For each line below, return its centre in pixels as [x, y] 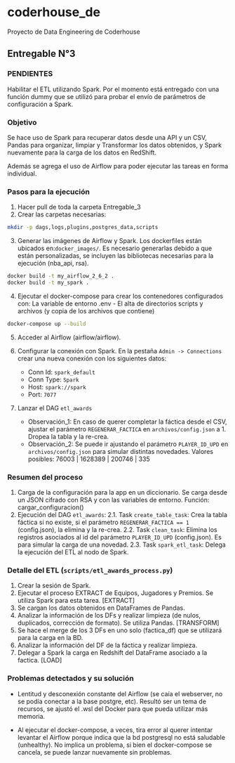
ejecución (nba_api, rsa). [53, 263]
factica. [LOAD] [40, 660]
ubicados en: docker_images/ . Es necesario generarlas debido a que [115, 248]
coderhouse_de [54, 12]
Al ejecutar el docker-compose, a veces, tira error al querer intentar [115, 730]
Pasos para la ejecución [48, 192]
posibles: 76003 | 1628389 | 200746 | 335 [89, 459]
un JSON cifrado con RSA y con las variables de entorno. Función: [113, 500]
